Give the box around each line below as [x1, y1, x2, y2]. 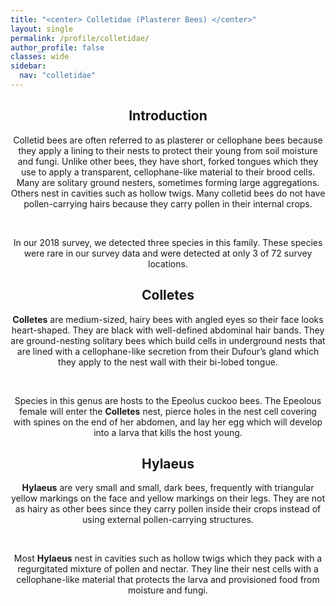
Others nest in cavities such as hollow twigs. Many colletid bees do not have [10, 187, 326, 199]
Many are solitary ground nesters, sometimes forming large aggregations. [16, 176, 320, 188]
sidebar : [10, 61, 47, 71]
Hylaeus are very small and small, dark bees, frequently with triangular [21, 482, 315, 494]
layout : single [10, 24, 74, 34]
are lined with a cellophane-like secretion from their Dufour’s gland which [16, 345, 320, 357]
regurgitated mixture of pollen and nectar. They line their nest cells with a [17, 563, 319, 575]
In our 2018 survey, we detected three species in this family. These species [13, 236, 323, 248]
